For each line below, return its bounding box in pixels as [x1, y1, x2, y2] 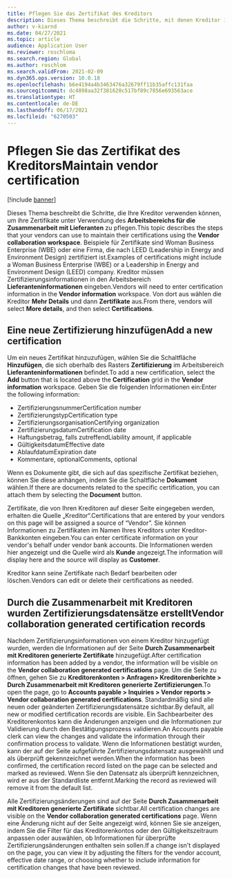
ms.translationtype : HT [7, 94, 76, 101]
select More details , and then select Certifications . [7, 304, 154, 312]
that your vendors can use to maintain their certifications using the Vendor [7, 231, 220, 239]
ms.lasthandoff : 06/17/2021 [7, 107, 88, 114]
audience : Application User [7, 42, 88, 49]
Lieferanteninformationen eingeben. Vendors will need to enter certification [7, 282, 223, 291]
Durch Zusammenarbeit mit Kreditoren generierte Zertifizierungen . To [7, 681, 211, 689]
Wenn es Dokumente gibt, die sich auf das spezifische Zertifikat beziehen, [7, 469, 219, 477]
